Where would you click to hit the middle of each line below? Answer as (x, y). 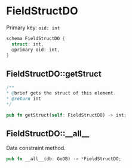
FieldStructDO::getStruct (54, 74)
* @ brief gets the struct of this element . (61, 93)
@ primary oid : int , (36, 50)
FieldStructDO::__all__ (48, 134)
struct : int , (28, 44)
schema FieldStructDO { (36, 38)
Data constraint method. (36, 148)
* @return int (24, 99)
